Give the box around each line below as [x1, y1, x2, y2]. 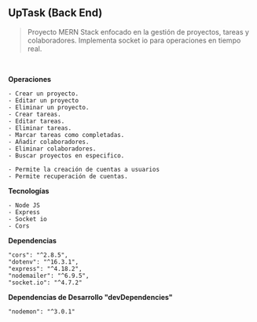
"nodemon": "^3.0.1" [8, 307, 76, 316]
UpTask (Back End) [8, 6, 103, 20]
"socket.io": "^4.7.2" [8, 279, 83, 287]
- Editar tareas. [8, 117, 65, 125]
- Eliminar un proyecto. [8, 103, 90, 111]
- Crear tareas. [8, 110, 61, 118]
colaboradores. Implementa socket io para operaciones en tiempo [27, 35, 241, 45]
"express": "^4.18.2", [8, 265, 83, 272]
